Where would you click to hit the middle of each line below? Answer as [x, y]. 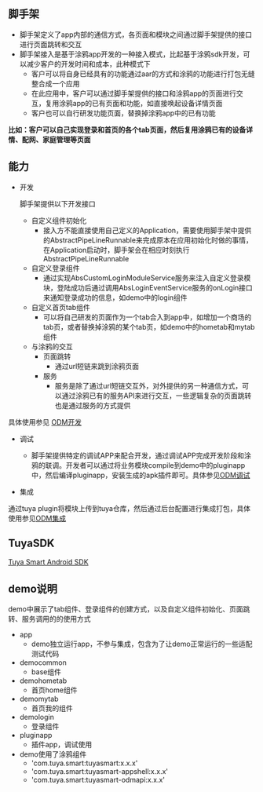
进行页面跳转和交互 [51, 44]
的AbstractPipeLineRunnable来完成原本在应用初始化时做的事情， [148, 240]
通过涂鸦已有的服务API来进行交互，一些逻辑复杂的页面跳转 [157, 396]
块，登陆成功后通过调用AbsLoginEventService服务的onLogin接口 [148, 287]
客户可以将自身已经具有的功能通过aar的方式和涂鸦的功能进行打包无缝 [143, 74]
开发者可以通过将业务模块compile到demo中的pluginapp [155, 465]
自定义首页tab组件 [60, 307]
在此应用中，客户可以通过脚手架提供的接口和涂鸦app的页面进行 [134, 93]
